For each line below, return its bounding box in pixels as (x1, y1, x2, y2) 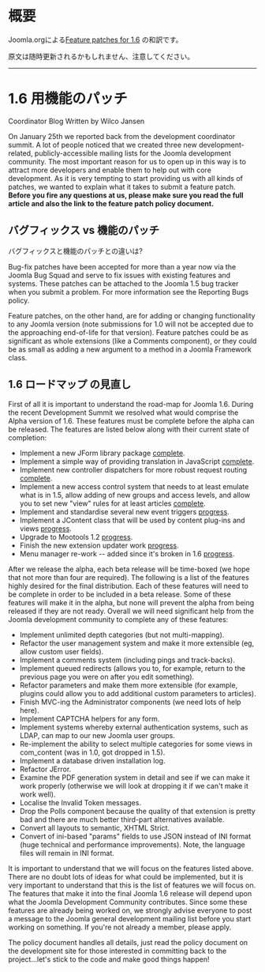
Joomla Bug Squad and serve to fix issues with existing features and (8, 270, 231, 280)
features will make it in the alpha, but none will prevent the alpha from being (8, 597, 255, 607)
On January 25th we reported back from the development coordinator (8, 131, 235, 141)
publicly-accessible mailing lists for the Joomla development (34, 148, 231, 158)
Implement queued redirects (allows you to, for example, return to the (19, 663, 246, 672)
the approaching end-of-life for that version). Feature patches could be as (8, 327, 248, 337)
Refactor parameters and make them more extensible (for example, (19, 680, 238, 690)
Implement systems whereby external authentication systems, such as (19, 722, 248, 732)
